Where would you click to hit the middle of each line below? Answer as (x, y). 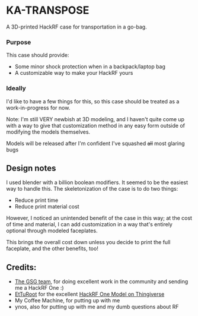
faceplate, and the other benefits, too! (52, 249)
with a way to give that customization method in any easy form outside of (96, 125)
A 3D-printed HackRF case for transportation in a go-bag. (76, 27)
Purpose (19, 42)
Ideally (16, 89)
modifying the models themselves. (48, 132)
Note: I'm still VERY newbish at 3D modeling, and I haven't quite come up (95, 119)
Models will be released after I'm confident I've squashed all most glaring (95, 143)
